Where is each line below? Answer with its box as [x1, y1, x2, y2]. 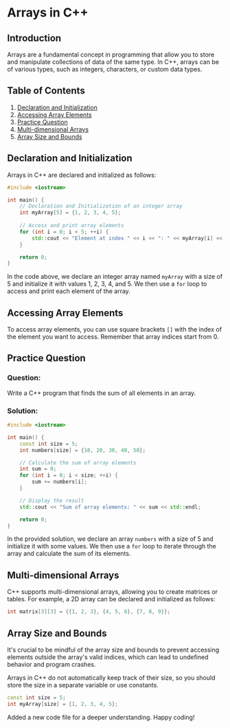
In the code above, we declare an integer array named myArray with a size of [7, 272, 223, 281]
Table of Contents [7, 85, 86, 97]
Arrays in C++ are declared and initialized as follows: [7, 171, 157, 179]
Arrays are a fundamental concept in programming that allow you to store [7, 50, 215, 58]
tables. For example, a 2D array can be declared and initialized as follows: [7, 595, 216, 603]
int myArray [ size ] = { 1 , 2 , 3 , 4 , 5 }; [7, 700, 118, 707]
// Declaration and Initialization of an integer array [19, 203, 183, 210]
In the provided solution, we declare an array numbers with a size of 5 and [7, 535, 214, 543]
